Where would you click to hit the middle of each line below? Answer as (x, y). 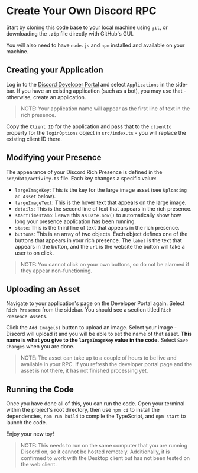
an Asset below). (35, 196)
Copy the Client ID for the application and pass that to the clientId (89, 126)
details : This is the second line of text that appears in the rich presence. (103, 208)
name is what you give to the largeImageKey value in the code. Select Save (97, 340)
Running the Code (40, 389)
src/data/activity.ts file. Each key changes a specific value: (81, 178)
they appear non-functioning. (56, 271)
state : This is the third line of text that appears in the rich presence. (97, 227)
